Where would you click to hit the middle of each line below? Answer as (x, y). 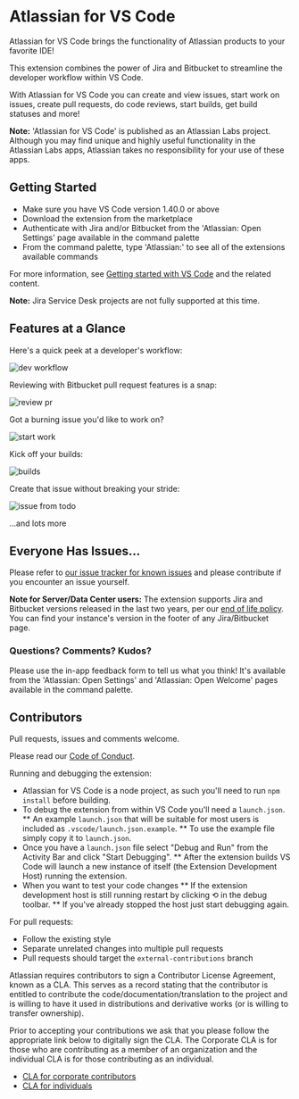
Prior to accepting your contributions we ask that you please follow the (139, 1031)
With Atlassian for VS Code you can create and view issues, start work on (145, 95)
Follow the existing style (66, 939)
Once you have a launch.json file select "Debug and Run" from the (145, 848)
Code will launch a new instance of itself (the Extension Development (149, 867)
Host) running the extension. (75, 876)
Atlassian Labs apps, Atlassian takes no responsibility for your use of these (147, 150)
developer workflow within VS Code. (77, 77)
